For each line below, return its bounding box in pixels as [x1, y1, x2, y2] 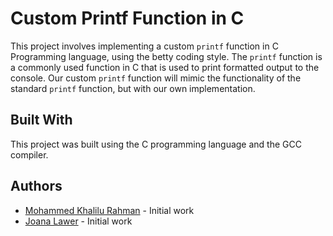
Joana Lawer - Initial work [24, 215, 133, 227]
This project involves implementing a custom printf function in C [10, 40, 279, 52]
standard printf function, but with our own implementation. [10, 82, 256, 94]
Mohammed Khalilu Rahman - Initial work [24, 204, 195, 216]
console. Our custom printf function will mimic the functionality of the [10, 72, 302, 84]
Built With [10, 112, 73, 129]
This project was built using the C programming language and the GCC [10, 138, 302, 150]
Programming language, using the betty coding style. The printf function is [10, 50, 323, 62]
